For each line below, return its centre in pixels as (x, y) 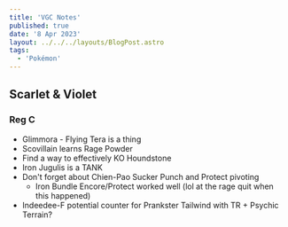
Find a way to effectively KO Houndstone (97, 158)
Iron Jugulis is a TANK (62, 167)
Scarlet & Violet (53, 94)
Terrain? (37, 215)
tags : (19, 51)
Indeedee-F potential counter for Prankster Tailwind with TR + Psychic (150, 205)
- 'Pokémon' (39, 59)
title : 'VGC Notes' (45, 17)
